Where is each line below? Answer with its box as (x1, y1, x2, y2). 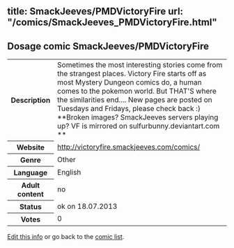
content (17, 189, 44, 198)
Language (13, 168, 48, 177)
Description (10, 95, 51, 105)
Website (16, 143, 45, 152)
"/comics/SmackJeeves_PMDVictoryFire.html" (7, 17, 217, 29)
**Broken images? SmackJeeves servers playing (56, 112, 219, 122)
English (56, 167, 81, 177)
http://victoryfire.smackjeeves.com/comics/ (56, 142, 201, 152)
